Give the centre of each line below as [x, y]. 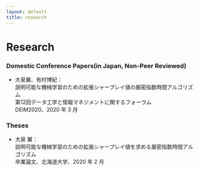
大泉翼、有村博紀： [39, 79]
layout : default [26, 12]
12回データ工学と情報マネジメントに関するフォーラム [86, 102]
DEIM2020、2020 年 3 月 [46, 109]
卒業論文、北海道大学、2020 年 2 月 [59, 162]
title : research [26, 17]
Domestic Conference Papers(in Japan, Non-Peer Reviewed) [97, 65]
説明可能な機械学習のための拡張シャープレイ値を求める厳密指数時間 [99, 147]
